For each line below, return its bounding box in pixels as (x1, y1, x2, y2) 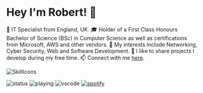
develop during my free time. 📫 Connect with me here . (6, 54, 145, 61)
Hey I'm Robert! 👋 (6, 5, 97, 19)
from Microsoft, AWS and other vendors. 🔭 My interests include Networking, (6, 40, 198, 48)
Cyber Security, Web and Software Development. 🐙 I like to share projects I (6, 47, 195, 54)
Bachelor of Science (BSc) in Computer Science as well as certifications (6, 34, 187, 42)
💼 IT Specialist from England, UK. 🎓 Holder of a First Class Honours (6, 25, 178, 33)
